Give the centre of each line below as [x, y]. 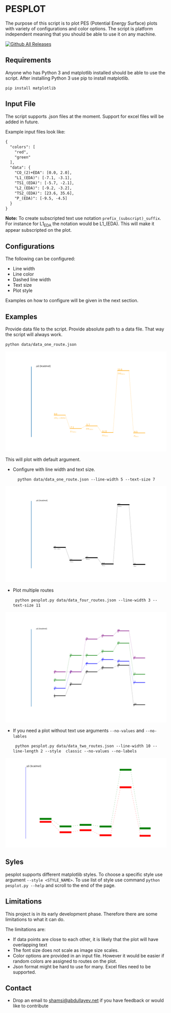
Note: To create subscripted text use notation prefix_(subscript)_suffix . [83, 218]
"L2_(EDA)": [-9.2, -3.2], [43, 188]
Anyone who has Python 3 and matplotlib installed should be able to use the [85, 72]
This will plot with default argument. [43, 459]
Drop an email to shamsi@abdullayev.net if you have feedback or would [88, 1001]
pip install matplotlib [31, 88]
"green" [23, 157]
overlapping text [30, 945]
